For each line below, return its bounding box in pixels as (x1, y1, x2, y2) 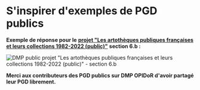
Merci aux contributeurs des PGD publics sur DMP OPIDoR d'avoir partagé (6, 72, 194, 79)
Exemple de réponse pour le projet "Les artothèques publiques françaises (6, 36, 194, 43)
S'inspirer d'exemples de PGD (6, 4, 158, 18)
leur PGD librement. (6, 78, 56, 85)
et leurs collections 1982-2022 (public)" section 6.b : (6, 43, 141, 50)
